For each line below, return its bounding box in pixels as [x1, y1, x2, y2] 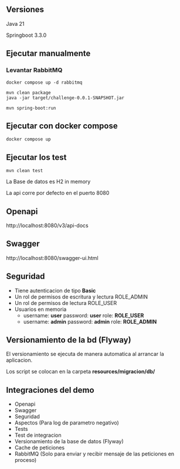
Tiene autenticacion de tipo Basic [14, 287, 96, 294]
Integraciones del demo [6, 385, 95, 395]
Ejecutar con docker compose [6, 121, 118, 131]
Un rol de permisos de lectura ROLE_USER [14, 299, 117, 306]
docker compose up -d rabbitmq [6, 79, 83, 85]
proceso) [14, 457, 37, 464]
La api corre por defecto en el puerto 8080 [6, 190, 110, 197]
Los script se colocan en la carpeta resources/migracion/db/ [6, 368, 155, 375]
